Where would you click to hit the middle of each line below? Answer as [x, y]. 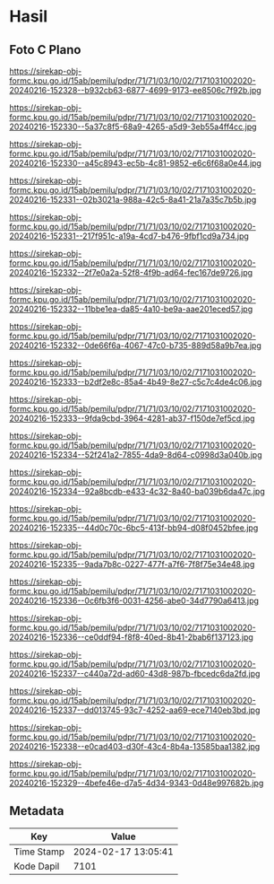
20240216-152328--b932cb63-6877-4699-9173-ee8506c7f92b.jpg [135, 90]
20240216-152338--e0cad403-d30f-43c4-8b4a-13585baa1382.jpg [135, 746]
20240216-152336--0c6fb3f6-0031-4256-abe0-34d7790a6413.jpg [134, 600]
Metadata [37, 811]
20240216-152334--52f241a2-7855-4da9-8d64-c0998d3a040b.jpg [136, 455]
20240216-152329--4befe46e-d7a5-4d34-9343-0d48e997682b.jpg [137, 783]
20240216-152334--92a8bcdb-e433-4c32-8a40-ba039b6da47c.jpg [137, 491]
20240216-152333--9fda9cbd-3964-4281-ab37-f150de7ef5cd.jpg [132, 418]
